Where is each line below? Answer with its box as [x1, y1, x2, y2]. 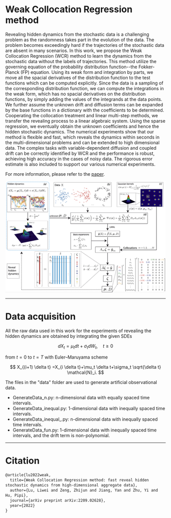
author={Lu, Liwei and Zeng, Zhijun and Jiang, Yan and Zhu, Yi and [10, 487, 158, 493]
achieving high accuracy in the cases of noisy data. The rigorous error [5, 155, 153, 161]
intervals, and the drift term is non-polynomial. [12, 432, 110, 439]
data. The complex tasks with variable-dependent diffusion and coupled [5, 145, 157, 151]
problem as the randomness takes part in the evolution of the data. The [5, 37, 154, 43]
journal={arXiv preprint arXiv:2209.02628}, [10, 498, 106, 503]
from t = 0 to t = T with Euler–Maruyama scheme [5, 354, 108, 360]
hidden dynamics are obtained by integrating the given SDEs [5, 333, 132, 339]
